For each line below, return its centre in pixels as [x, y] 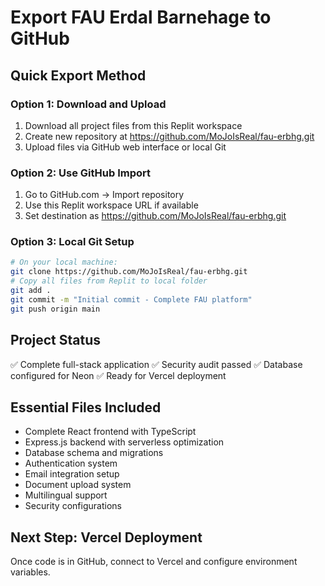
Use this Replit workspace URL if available [111, 205]
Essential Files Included [86, 407]
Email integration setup [72, 474]
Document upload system [78, 485]
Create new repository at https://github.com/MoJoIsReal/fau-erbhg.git [169, 136]
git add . [31, 291]
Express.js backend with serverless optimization [124, 442]
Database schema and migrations [94, 453]
